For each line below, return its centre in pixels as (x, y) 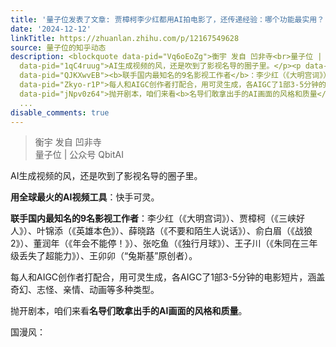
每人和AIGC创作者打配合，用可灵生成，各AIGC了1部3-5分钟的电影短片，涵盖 (168, 277)
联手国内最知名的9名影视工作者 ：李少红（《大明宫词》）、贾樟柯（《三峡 (153, 218)
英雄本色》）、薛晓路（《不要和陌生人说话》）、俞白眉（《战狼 (194, 231)
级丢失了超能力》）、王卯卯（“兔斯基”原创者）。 (104, 256)
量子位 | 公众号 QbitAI (79, 155)
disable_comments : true (60, 112)
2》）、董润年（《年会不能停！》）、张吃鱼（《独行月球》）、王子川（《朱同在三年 (164, 243)
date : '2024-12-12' (51, 29)
